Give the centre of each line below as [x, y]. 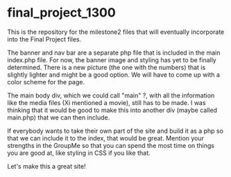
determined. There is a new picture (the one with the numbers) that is [106, 67]
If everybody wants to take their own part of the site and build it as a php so [115, 131]
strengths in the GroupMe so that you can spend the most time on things [111, 145]
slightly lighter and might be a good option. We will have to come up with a [114, 75]
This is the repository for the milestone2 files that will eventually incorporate [116, 32]
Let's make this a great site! [46, 166]
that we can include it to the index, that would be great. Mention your [106, 138]
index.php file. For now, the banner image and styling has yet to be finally [112, 59]
